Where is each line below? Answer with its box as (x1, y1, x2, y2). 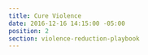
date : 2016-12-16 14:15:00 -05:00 (8, 19, 126, 27)
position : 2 (8, 27, 49, 35)
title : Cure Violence (8, 11, 82, 20)
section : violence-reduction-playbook (8, 34, 140, 43)
